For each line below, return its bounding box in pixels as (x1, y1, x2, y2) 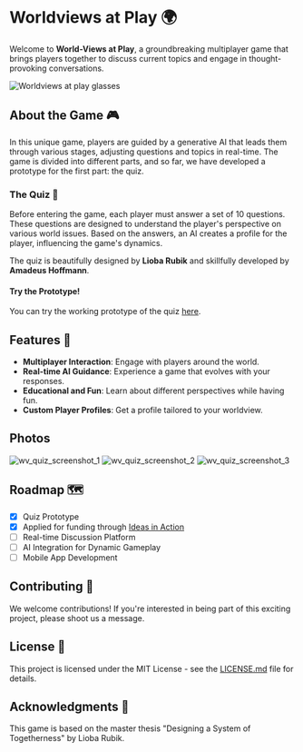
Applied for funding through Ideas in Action (22, 521, 184, 532)
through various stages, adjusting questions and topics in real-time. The (9, 146, 279, 157)
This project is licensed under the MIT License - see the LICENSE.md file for (9, 663, 294, 674)
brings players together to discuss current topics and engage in (9, 53, 248, 64)
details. (9, 673, 37, 684)
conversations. (48, 63, 104, 74)
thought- (249, 53, 282, 64)
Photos (9, 430, 51, 446)
